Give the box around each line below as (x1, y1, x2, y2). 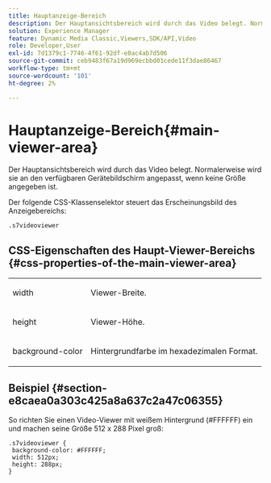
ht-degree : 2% (8, 79, 56, 87)
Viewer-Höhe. (90, 316, 145, 327)
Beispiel (8, 381, 50, 395)
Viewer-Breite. (90, 287, 147, 298)
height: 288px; (11, 460, 63, 468)
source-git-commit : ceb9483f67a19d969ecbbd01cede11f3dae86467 (8, 57, 222, 65)
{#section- (51, 381, 107, 395)
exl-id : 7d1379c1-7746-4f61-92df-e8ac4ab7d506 (8, 49, 168, 57)
